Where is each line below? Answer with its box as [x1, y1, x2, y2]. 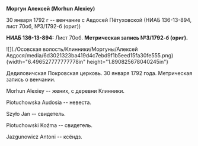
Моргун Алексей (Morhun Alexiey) [6, 5, 95, 12]
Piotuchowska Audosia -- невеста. [6, 99, 92, 106]
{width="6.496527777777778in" [6, 59, 86, 65]
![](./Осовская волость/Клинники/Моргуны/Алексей [6, 46, 138, 53]
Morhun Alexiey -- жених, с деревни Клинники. [6, 87, 125, 94]
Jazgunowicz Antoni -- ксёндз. [6, 133, 83, 140]
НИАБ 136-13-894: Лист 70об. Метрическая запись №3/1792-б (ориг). [6, 34, 189, 41]
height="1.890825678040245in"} [87, 59, 169, 65]
